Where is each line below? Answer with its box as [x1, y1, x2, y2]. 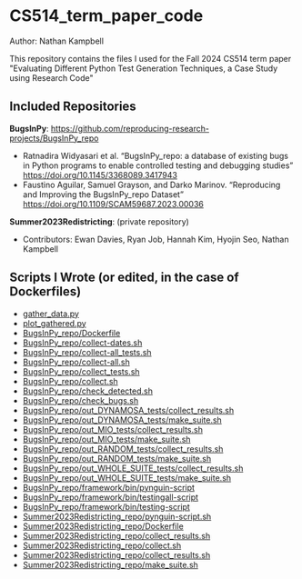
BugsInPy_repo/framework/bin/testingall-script [22, 492, 198, 503]
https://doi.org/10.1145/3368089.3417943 [22, 169, 177, 180]
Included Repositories [9, 99, 136, 115]
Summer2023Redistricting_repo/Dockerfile [22, 520, 184, 532]
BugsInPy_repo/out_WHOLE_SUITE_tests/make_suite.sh [22, 472, 232, 483]
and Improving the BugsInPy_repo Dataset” [22, 188, 185, 200]
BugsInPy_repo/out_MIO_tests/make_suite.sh [22, 434, 191, 444]
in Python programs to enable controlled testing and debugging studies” [22, 160, 294, 171]
